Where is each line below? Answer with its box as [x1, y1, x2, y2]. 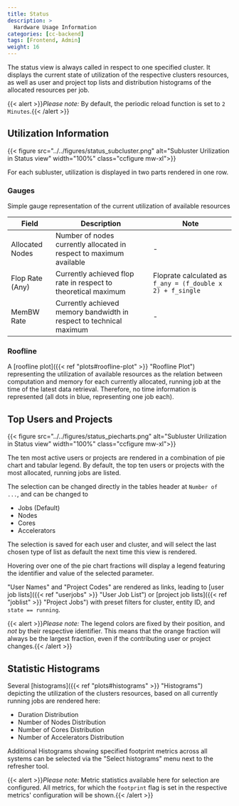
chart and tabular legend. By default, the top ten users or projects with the [7, 461, 225, 470]
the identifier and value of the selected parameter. [7, 569, 154, 578]
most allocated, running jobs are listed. [7, 469, 122, 477]
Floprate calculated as [152, 271, 228, 281]
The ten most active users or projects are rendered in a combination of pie [7, 453, 225, 462]
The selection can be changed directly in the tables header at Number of [7, 482, 218, 491]
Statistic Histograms [7, 662, 100, 674]
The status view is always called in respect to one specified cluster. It [7, 63, 211, 71]
